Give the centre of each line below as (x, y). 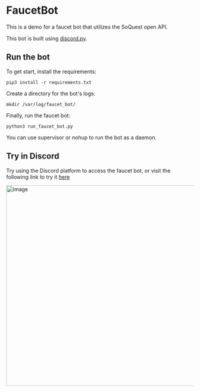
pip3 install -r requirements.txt (49, 82)
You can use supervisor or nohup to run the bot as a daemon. (82, 137)
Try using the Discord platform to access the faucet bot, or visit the (88, 170)
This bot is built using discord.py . (47, 38)
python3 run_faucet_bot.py (40, 126)
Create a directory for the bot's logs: (51, 94)
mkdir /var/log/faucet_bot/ (41, 104)
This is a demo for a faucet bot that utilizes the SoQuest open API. (87, 27)
